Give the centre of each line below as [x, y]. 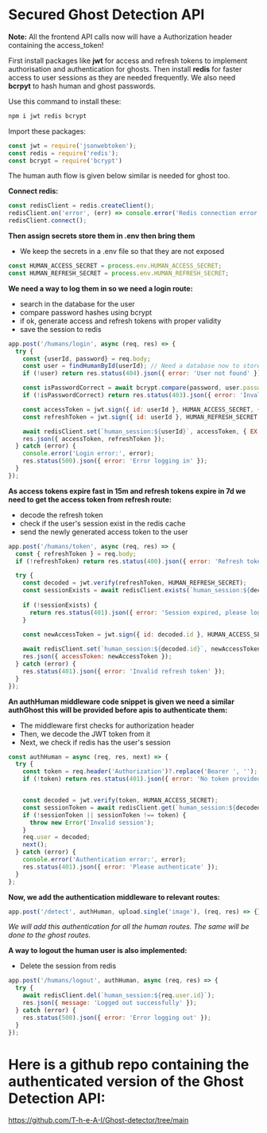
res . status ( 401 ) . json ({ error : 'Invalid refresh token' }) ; [124, 671]
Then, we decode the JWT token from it [85, 733]
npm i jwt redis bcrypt [48, 116]
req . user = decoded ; [56, 838]
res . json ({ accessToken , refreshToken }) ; [94, 439]
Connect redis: [33, 191]
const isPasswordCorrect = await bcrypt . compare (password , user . [133, 388]
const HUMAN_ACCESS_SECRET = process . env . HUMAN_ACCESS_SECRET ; [115, 266]
